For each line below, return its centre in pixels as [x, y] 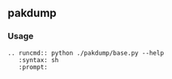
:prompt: [33, 67]
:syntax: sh [39, 60]
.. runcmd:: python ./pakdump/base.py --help [86, 53]
